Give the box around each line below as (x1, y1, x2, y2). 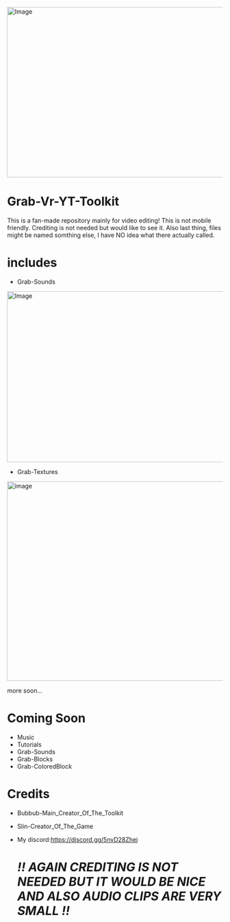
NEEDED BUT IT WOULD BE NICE (16, 873, 206, 889)
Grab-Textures (16, 467, 58, 475)
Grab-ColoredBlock (16, 762, 73, 770)
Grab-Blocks (16, 755, 53, 763)
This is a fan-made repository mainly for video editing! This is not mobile (7, 216, 212, 225)
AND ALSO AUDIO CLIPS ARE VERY (16, 888, 221, 904)
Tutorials (16, 740, 42, 749)
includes (7, 255, 57, 271)
